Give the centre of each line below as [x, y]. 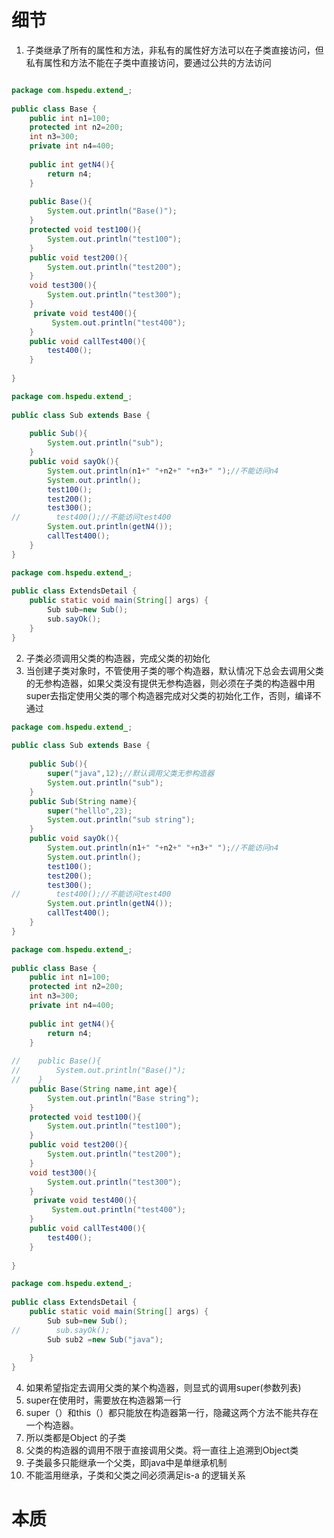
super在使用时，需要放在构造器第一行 [103, 1400]
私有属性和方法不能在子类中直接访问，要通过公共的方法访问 [148, 62]
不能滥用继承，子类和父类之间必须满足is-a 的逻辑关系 [135, 1475]
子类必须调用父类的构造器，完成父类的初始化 [118, 658]
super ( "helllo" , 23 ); [90, 811]
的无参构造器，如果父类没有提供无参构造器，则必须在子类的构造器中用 [170, 683]
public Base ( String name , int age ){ [103, 1089]
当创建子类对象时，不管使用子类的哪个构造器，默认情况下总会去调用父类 [174, 670]
